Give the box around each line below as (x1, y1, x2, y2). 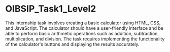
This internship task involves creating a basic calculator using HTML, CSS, (5, 20, 161, 26)
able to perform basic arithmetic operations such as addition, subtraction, (5, 30, 159, 36)
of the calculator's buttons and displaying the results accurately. (5, 41, 140, 47)
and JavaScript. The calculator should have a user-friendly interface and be (5, 25, 164, 31)
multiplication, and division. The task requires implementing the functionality (5, 36, 165, 42)
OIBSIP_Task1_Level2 (5, 3, 96, 15)
